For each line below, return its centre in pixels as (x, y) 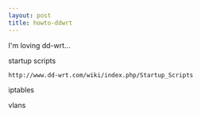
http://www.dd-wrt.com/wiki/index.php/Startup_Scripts (101, 75)
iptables (21, 90)
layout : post (30, 15)
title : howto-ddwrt (41, 23)
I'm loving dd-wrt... (39, 45)
